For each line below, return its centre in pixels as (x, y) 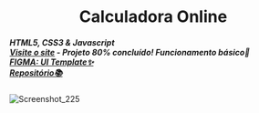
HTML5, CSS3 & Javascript (62, 42)
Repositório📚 (36, 72)
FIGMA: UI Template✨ (52, 62)
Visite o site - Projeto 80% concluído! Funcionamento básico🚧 (130, 52)
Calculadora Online (153, 17)
